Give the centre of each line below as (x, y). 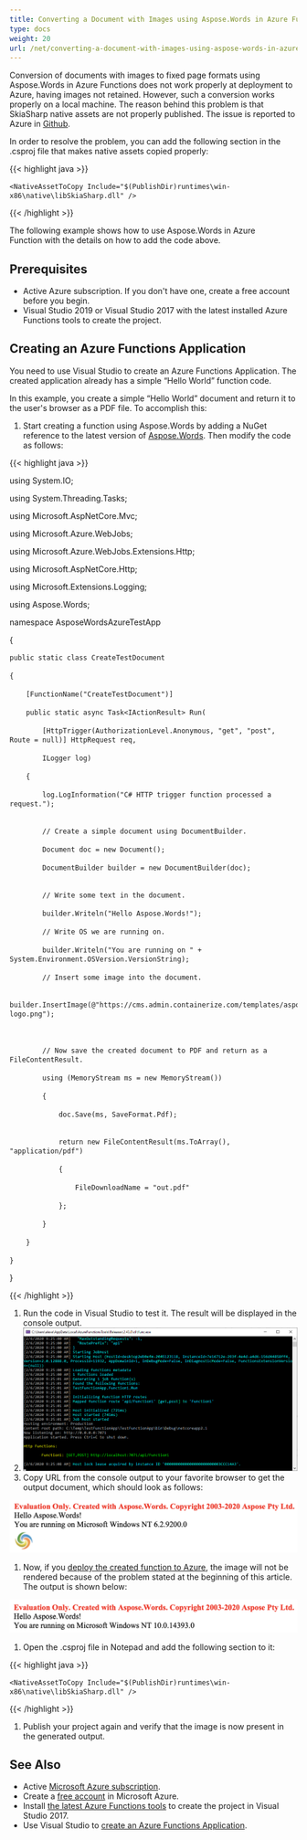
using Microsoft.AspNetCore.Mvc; (74, 515)
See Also (35, 1765)
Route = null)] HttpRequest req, (73, 740)
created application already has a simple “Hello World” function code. (141, 380)
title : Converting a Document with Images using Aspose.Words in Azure (148, 19)
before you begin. (56, 301)
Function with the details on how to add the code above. (115, 240)
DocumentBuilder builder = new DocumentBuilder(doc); (147, 868)
